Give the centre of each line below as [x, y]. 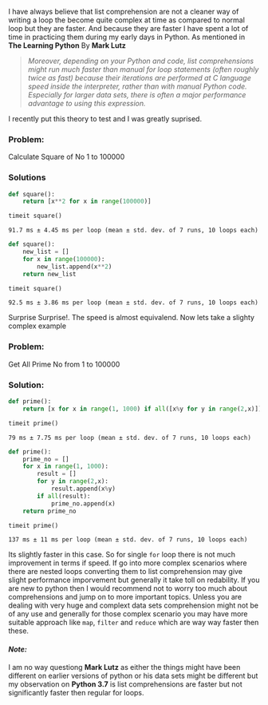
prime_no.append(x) [83, 503]
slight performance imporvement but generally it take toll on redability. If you [134, 580]
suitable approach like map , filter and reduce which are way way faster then [134, 623]
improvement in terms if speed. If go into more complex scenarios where [128, 563]
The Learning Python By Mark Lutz [67, 46]
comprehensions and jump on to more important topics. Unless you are [125, 597]
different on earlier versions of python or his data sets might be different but [133, 675]
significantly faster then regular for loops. [77, 692]
